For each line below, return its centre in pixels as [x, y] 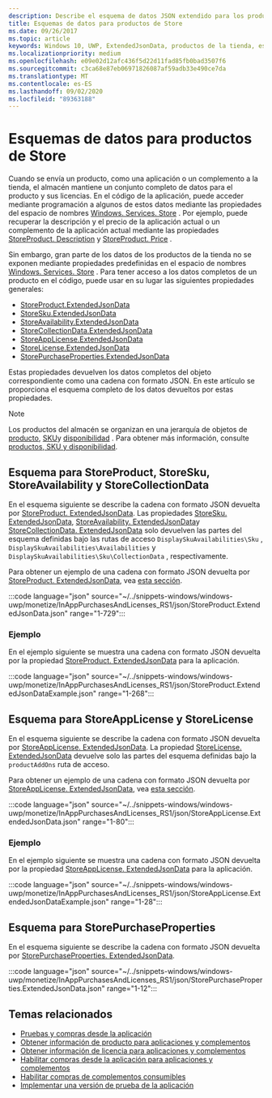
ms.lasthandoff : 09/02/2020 [56, 91]
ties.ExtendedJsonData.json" [57, 989]
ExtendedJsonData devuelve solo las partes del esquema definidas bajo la [132, 756]
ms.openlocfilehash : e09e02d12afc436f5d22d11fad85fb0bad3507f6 [117, 62]
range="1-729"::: [98, 613]
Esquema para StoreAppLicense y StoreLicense [131, 719]
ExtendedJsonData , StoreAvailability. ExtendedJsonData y [104, 521]
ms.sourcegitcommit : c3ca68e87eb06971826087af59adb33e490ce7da [117, 69]
